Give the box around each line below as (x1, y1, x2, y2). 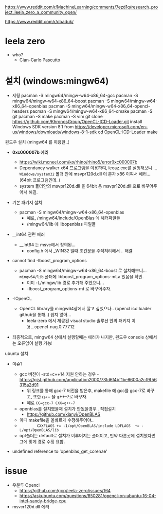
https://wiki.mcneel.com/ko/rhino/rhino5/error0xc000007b (19, 159, 138, 165)
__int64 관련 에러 (12, 231, 45, 237)
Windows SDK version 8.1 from (12, 124, 74, 129)
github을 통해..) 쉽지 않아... (19, 311, 72, 318)
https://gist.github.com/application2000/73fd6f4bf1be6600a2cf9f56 (19, 376, 157, 382)
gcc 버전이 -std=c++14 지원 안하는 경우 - (19, 371, 99, 377)
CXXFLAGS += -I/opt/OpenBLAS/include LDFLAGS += (36, 423, 140, 428)
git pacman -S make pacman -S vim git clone (12, 113, 103, 119)
